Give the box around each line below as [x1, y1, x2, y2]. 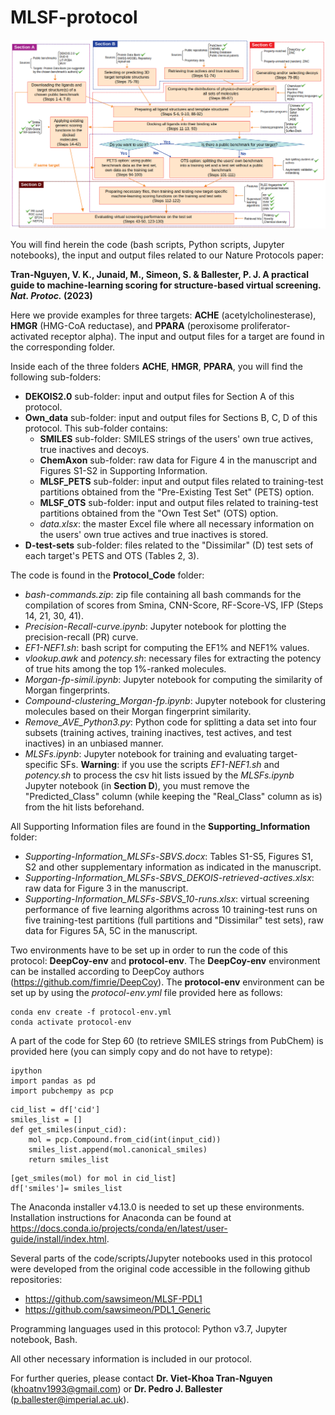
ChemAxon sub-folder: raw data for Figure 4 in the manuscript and [39, 454, 318, 466]
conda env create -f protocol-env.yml [10, 1007, 172, 1017]
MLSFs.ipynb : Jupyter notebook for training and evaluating [24, 747, 268, 760]
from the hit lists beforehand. [24, 801, 145, 813]
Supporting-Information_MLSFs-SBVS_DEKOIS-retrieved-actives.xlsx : [24, 871, 315, 883]
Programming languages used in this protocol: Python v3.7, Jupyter [10, 1322, 288, 1335]
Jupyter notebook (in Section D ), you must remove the [24, 779, 250, 791]
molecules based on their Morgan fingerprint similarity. [24, 705, 252, 717]
